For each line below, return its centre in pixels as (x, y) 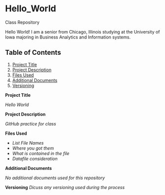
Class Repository (22, 22)
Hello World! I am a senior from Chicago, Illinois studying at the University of (82, 32)
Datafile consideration (35, 158)
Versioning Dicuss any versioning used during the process (65, 187)
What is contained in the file (41, 153)
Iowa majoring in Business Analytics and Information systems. (68, 37)
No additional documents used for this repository (55, 178)
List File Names (28, 143)
